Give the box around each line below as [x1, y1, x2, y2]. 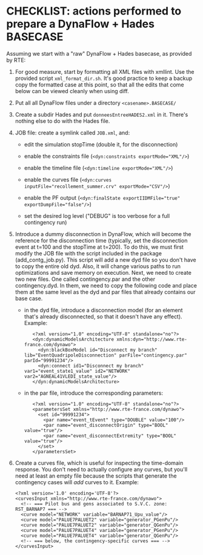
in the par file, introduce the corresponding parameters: [24, 389, 164, 396]
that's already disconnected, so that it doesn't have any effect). [24, 313, 183, 320]
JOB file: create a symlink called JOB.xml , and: [15, 129, 130, 136]
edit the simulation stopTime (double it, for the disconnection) [24, 140, 178, 148]
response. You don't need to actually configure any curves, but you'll [15, 465, 188, 473]
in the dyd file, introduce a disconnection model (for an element [24, 306, 183, 314]
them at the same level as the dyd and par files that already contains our [15, 288, 196, 295]
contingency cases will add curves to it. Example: [15, 478, 139, 485]
